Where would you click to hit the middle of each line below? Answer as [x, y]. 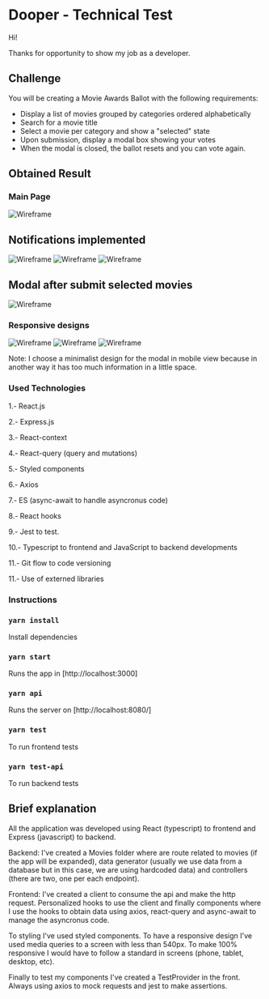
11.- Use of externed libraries [56, 578]
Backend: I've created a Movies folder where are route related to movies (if [133, 852]
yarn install [34, 620]
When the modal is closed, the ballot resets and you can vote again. [133, 148]
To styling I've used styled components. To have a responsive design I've [130, 935]
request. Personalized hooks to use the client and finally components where [134, 903]
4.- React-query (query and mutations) [73, 453]
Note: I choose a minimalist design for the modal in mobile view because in [133, 359]
